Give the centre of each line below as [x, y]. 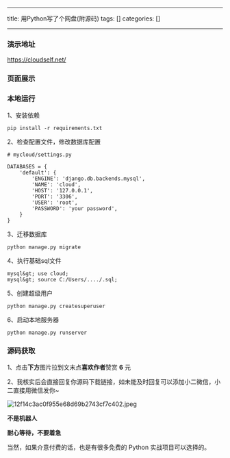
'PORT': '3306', [55, 196]
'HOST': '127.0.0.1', [63, 190]
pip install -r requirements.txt [55, 128]
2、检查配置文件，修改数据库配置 [54, 142]
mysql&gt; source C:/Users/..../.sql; [62, 279]
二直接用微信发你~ [33, 390]
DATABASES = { [27, 166]
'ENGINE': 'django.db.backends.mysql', [89, 179]
